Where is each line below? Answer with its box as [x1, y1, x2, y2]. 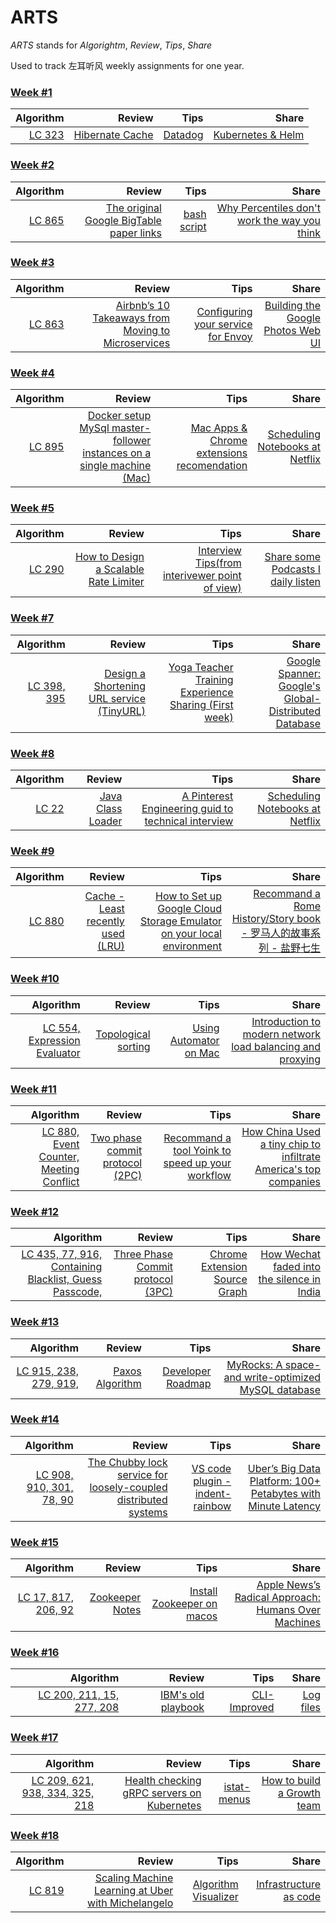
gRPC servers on [122, 1786, 202, 1800]
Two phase [90, 1131, 143, 1145]
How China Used [241, 1124, 321, 1138]
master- [111, 421, 152, 435]
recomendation [176, 459, 248, 473]
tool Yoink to [173, 1143, 232, 1157]
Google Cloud [157, 902, 222, 916]
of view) [203, 581, 242, 595]
